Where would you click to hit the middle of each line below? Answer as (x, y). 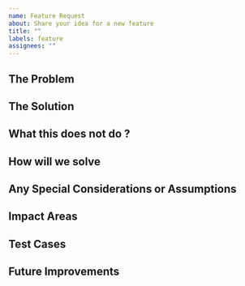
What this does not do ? (69, 134)
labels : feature (36, 38)
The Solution (41, 106)
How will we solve (55, 162)
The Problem (41, 79)
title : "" (25, 31)
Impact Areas (43, 217)
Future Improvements (64, 272)
